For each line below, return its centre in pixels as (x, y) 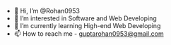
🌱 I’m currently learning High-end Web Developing (87, 26)
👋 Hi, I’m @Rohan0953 (47, 11)
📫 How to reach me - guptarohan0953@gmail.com (89, 34)
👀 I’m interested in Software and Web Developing (85, 18)
